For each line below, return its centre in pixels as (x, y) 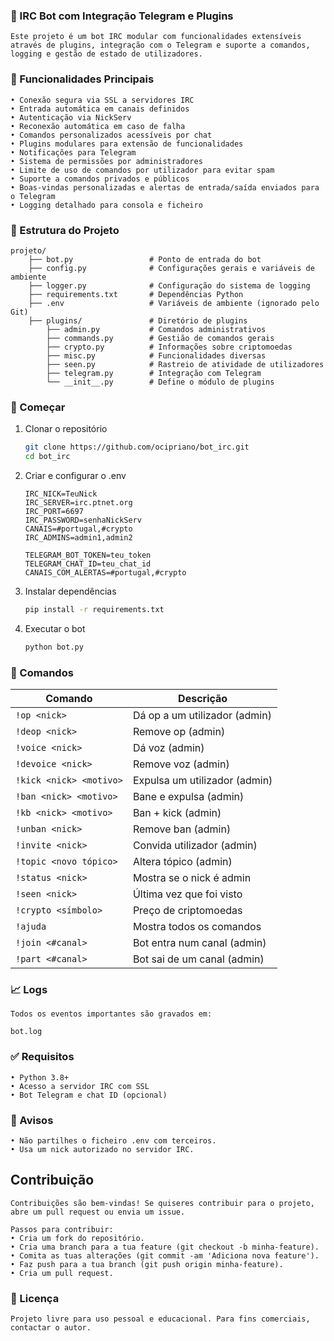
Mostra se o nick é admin (192, 877)
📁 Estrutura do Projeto (65, 230)
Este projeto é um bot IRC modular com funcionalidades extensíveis (156, 37)
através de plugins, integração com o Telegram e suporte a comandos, (160, 45)
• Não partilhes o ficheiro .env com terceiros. (113, 1140)
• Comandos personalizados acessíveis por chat (111, 135)
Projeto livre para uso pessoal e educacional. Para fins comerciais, (160, 1319)
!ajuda (31, 926)
